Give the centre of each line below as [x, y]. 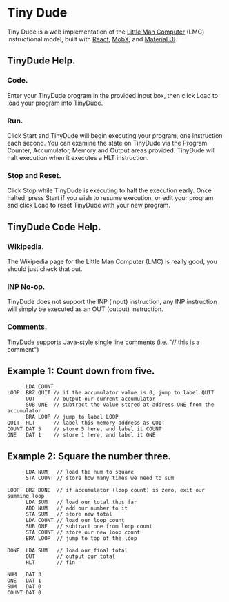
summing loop [26, 496]
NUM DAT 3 [24, 575]
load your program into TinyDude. [55, 103]
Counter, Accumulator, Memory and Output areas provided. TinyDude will [111, 150]
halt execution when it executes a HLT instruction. [78, 157]
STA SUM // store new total [69, 514]
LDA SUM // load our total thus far [81, 502]
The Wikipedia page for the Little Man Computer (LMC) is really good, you [112, 261]
